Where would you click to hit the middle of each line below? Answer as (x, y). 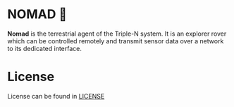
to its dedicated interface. (45, 48)
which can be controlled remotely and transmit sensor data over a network (116, 41)
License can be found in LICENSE (56, 96)
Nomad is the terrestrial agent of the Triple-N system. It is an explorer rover (117, 34)
